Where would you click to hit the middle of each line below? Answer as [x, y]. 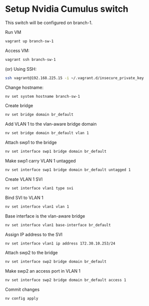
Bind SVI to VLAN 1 [24, 197]
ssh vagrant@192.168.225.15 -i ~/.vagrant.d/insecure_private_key [74, 78]
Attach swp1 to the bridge [31, 142]
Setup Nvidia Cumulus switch [67, 9]
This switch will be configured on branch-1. [49, 23]
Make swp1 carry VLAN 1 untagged [41, 161]
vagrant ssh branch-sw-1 [30, 59]
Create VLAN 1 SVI [24, 179]
